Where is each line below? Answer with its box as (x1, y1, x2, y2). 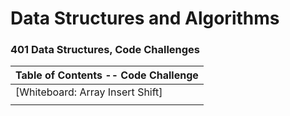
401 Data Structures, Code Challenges (10, 43, 201, 57)
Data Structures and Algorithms (10, 7, 280, 30)
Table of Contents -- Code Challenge (15, 68, 199, 82)
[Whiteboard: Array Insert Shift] (15, 85, 163, 99)
